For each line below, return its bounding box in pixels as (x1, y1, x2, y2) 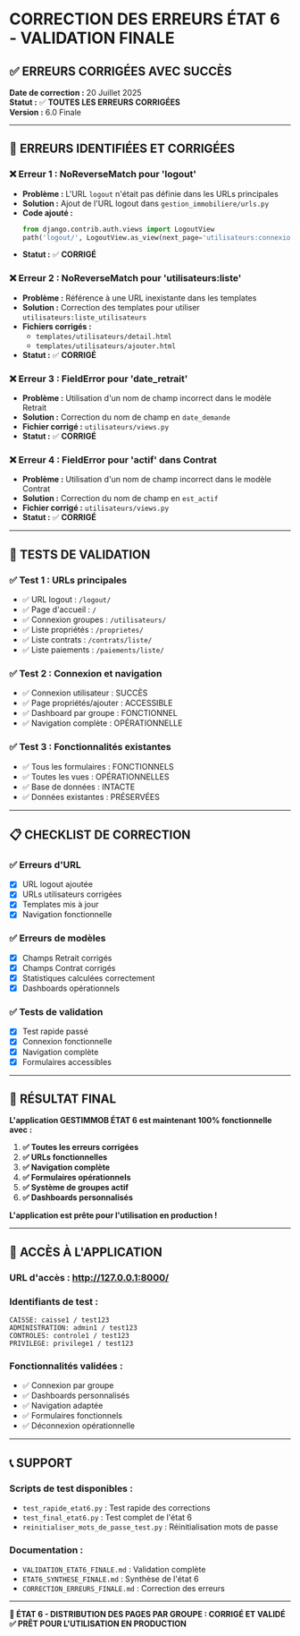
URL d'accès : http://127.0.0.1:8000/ (9, 1271, 170, 1283)
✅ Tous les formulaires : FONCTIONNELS (21, 761, 174, 771)
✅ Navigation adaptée (21, 1401, 104, 1411)
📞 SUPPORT (9, 1455, 73, 1470)
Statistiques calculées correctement (21, 972, 155, 984)
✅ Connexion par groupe (21, 1380, 114, 1391)
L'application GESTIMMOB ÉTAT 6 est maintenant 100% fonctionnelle (9, 1115, 272, 1126)
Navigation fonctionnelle (21, 909, 112, 920)
